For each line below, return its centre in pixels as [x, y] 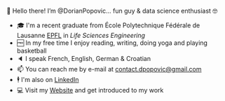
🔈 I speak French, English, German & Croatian [84, 59]
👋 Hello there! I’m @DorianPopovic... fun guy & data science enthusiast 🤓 [112, 11]
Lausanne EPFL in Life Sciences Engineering [81, 35]
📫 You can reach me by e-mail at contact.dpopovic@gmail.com [109, 69]
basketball [32, 50]
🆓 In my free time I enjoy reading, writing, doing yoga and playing [112, 43]
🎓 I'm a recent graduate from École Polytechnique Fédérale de [108, 25]
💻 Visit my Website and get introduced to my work [90, 90]
